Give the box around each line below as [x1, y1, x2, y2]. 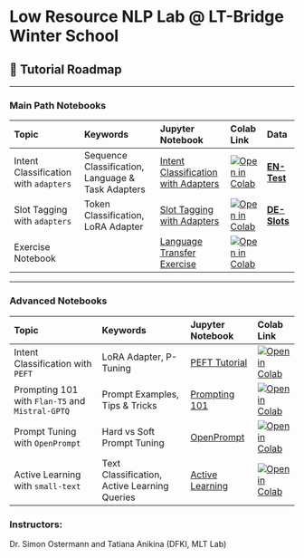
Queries [101, 491, 136, 504]
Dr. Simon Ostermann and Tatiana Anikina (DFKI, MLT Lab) [9, 538, 227, 549]
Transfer [159, 246, 196, 259]
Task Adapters [84, 183, 147, 196]
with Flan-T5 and [14, 394, 86, 407]
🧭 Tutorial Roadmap [9, 62, 122, 77]
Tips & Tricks [101, 399, 157, 411]
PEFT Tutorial [190, 356, 248, 369]
